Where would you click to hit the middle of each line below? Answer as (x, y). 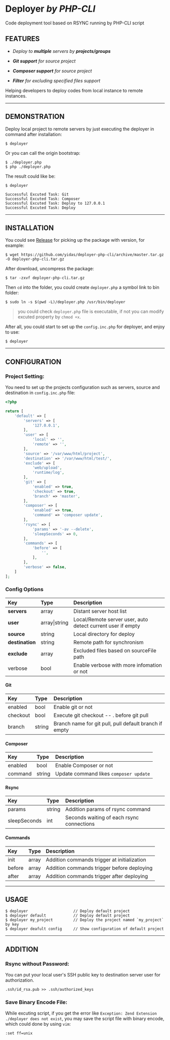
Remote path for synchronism (109, 642)
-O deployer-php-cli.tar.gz (35, 259)
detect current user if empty (107, 626)
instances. (16, 96)
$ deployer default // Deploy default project (68, 916)
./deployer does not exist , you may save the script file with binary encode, (85, 1019)
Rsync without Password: (37, 964)
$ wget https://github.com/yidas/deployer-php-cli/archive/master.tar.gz (85, 255)
